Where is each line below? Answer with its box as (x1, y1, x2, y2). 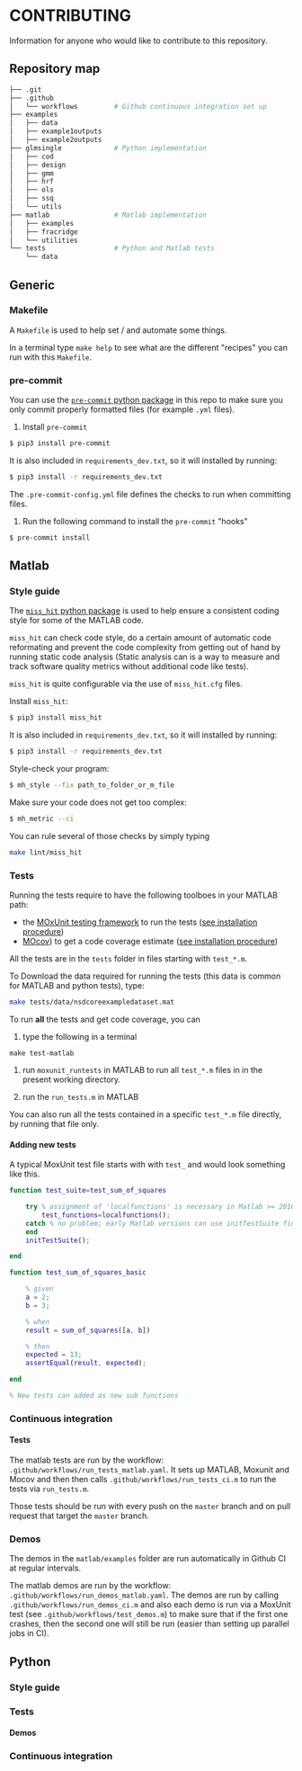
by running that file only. (9, 1118, 100, 1129)
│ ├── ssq (9, 194, 54, 203)
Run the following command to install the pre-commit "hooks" (22, 515, 249, 526)
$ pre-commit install (9, 532, 91, 542)
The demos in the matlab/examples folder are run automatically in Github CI (9, 1553, 287, 1564)
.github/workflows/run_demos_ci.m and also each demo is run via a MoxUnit (9, 1599, 291, 1610)
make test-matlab (9, 1049, 75, 1058)
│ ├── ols (9, 185, 54, 194)
